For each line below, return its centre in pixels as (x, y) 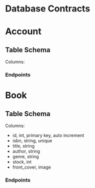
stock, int (22, 162)
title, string (23, 146)
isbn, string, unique (32, 141)
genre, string (25, 157)
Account (23, 32)
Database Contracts (48, 9)
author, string (26, 151)
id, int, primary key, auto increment (48, 136)
